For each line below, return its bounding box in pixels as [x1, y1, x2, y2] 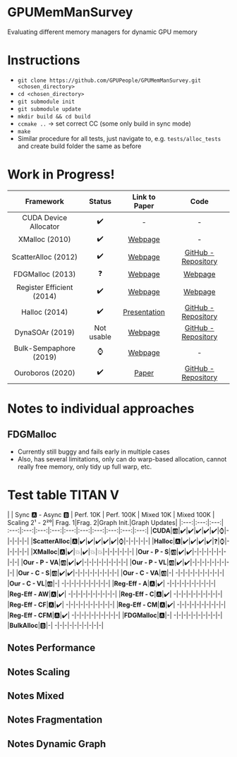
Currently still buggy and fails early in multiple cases [17, 447, 171, 456]
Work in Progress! [7, 166, 115, 183]
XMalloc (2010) [18, 234, 71, 244]
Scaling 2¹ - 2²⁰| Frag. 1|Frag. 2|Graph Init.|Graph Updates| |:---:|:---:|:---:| [7, 518, 224, 526]
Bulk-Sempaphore [13, 343, 76, 353]
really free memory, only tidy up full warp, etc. [17, 462, 152, 471]
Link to [132, 192, 157, 202]
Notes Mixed [7, 689, 65, 702]
